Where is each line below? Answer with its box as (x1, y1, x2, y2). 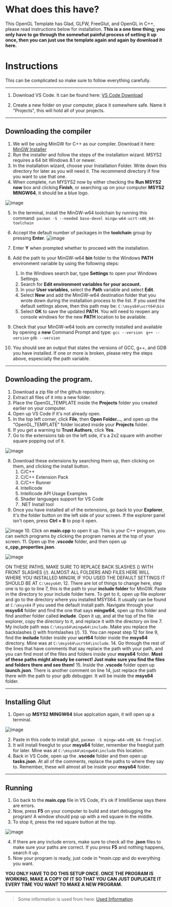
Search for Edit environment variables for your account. (20, 281, 141, 287)
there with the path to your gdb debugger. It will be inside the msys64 (5, 673, 154, 679)
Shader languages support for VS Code (20, 496, 104, 502)
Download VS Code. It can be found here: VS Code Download (12, 92, 143, 98)
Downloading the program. (5, 375, 93, 384)
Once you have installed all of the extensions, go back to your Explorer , (12, 507, 164, 513)
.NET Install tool (20, 501, 54, 507)
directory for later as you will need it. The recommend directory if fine (12, 168, 160, 174)
